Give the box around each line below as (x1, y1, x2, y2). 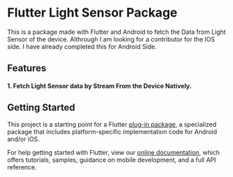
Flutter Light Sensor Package (7, 5, 178, 21)
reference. (7, 162, 37, 171)
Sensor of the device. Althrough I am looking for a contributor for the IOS (7, 35, 216, 43)
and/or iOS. (7, 135, 40, 143)
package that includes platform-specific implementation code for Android (7, 127, 217, 136)
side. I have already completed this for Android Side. (7, 42, 157, 50)
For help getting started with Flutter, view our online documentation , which (7, 148, 221, 156)
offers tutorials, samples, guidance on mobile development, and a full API (7, 156, 216, 164)
